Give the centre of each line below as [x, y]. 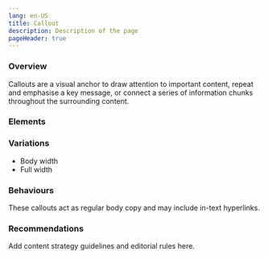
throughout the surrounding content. [69, 101]
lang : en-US [28, 16]
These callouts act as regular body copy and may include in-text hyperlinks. [134, 208]
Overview [28, 67]
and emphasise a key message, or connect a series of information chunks [131, 92]
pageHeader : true [37, 38]
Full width [36, 169]
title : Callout [34, 23]
